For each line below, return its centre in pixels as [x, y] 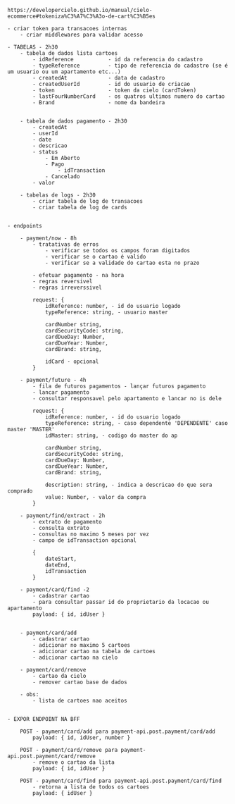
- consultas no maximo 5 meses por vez [91, 534]
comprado [20, 491]
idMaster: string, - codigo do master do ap [111, 435]
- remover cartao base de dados [80, 682]
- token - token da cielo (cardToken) [115, 90]
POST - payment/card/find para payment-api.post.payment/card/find [121, 781]
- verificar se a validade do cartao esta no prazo [122, 263]
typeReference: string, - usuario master [107, 312]
